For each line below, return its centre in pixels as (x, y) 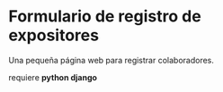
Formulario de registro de (105, 17)
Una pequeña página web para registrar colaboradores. (111, 60)
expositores (54, 35)
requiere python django (53, 77)
